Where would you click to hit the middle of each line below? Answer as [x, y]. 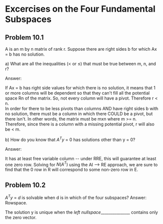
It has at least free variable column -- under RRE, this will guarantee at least [81, 158]
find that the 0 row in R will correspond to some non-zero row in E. [72, 170]
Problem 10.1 [24, 37]
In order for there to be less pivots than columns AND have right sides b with [82, 109]
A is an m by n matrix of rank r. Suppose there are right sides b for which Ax [81, 49]
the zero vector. [21, 217]
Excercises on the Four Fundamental [80, 9]
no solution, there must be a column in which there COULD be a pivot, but [79, 114]
